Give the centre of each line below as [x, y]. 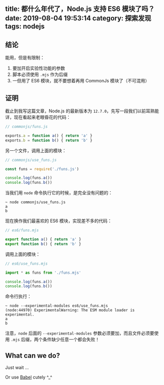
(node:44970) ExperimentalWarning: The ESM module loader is [70, 310]
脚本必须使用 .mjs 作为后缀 [40, 74]
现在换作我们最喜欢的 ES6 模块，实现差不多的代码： [59, 221]
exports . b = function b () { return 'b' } [49, 140]
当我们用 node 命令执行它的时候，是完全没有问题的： [59, 193]
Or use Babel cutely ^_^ [29, 377]
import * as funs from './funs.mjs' [43, 273]
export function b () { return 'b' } [43, 244]
